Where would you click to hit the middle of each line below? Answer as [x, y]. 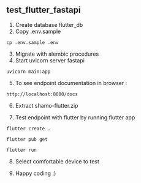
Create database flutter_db [49, 24]
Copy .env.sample [38, 31]
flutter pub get [27, 139]
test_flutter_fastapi [44, 10]
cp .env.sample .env [33, 42]
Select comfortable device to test [57, 161]
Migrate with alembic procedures [57, 54]
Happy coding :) [36, 173]
